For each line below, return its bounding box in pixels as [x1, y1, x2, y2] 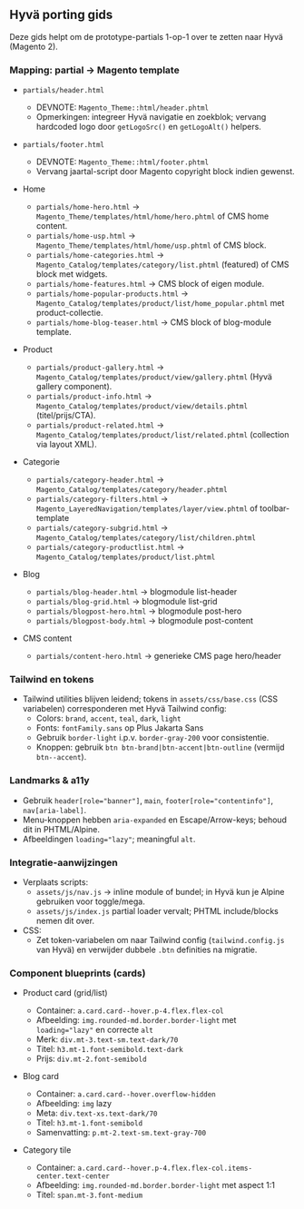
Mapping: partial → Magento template [9, 64, 180, 76]
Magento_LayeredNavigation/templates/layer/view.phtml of [35, 503, 259, 514]
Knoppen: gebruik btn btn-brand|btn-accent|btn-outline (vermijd [35, 742, 285, 752]
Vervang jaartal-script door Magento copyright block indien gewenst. [35, 166, 295, 177]
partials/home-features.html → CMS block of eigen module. [35, 279, 265, 290]
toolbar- [260, 503, 290, 514]
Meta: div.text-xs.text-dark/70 [35, 1107, 158, 1119]
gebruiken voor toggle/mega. [35, 896, 145, 907]
